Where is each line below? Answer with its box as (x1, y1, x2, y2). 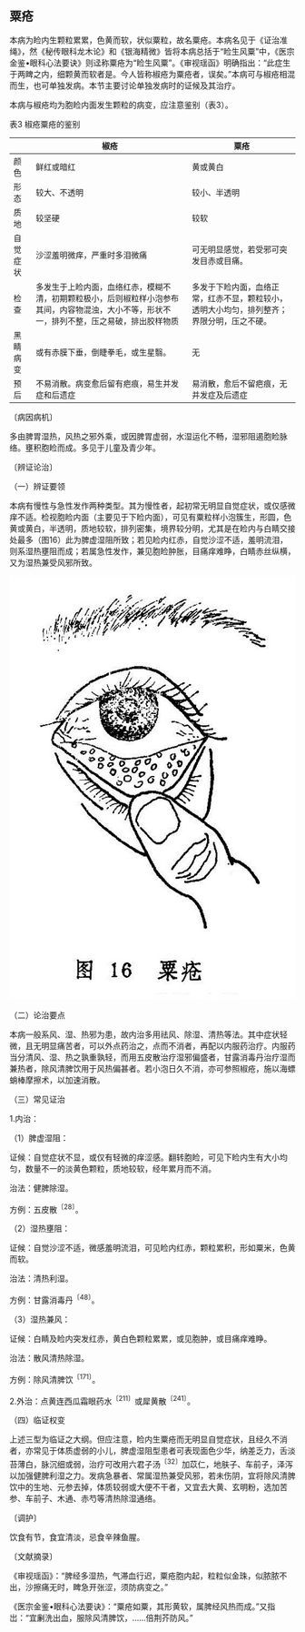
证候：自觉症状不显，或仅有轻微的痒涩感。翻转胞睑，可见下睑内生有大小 (9, 1152, 280, 1163)
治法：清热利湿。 (9, 1273, 74, 1284)
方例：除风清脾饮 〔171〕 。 (9, 1372, 101, 1385)
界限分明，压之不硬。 (192, 315, 272, 326)
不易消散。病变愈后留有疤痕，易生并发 (35, 378, 180, 389)
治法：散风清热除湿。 (9, 1352, 89, 1363)
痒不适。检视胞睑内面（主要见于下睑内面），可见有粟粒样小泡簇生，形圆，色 (9, 511, 292, 522)
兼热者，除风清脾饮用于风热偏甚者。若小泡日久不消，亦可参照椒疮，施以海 (9, 1063, 288, 1073)
